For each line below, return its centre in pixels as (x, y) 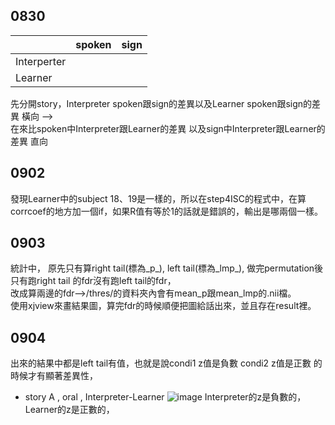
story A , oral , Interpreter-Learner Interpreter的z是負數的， (165, 397)
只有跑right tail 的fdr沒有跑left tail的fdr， (93, 281)
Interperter (41, 61)
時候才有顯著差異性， (54, 376)
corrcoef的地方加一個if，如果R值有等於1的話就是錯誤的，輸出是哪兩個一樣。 (166, 211)
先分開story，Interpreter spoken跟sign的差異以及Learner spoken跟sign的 (161, 103)
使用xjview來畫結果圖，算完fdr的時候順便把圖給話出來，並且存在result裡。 (163, 306)
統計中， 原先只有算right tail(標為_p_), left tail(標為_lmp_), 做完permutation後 (167, 268)
